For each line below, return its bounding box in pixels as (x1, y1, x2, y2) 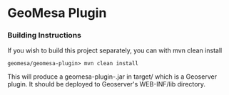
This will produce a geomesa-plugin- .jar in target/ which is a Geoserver (7, 72, 218, 81)
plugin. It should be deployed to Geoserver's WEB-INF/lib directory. (7, 80, 205, 89)
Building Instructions (7, 30, 82, 40)
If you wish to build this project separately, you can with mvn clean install (7, 46, 223, 55)
